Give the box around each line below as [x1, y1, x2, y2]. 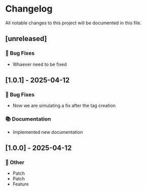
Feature [12, 181, 29, 187]
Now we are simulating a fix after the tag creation [12, 102, 116, 109]
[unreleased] [5, 34, 47, 43]
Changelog [5, 3, 53, 15]
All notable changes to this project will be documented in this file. [5, 20, 142, 26]
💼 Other [5, 159, 24, 166]
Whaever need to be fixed [12, 61, 67, 67]
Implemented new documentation [12, 129, 83, 135]
